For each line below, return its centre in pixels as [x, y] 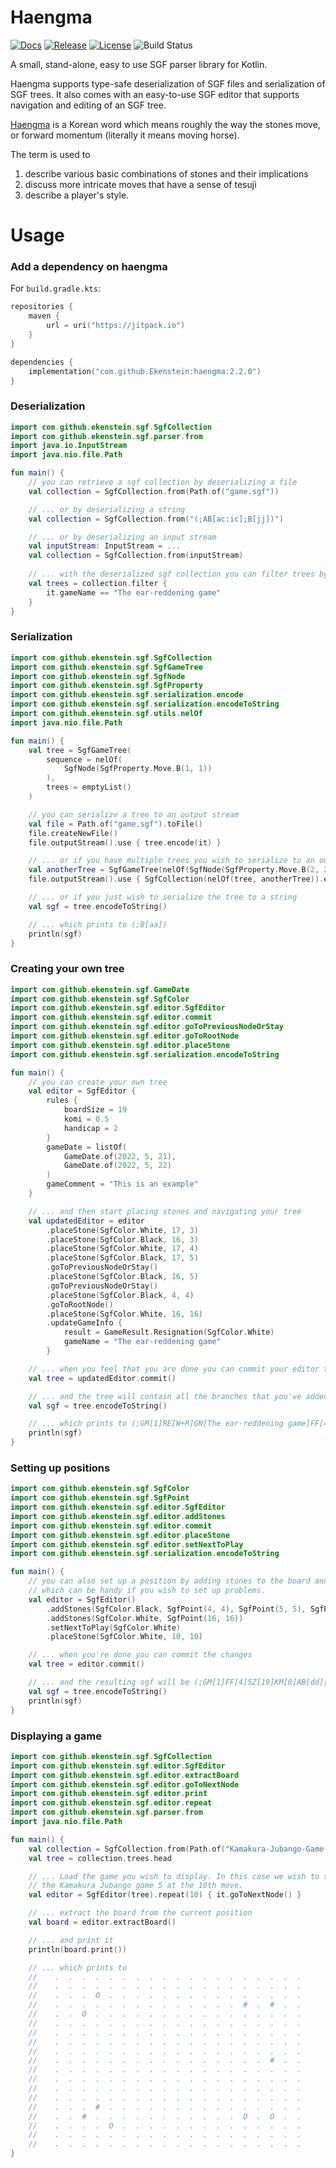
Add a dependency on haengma [89, 267]
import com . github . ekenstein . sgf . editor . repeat [111, 1803]
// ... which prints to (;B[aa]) [98, 924]
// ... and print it [71, 1940]
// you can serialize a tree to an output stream [134, 814]
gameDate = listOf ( [87, 1147]
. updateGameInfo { [84, 1323]
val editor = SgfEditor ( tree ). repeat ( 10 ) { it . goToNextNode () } [165, 1895]
